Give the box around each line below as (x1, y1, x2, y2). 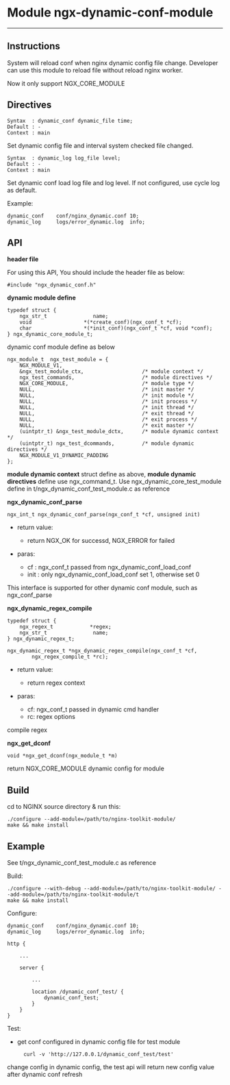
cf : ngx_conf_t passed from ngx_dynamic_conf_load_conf (27, 563, 192, 572)
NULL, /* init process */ (19, 398, 197, 405)
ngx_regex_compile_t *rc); (31, 653, 109, 661)
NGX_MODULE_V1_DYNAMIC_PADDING (19, 452, 109, 459)
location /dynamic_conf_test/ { (31, 988, 125, 995)
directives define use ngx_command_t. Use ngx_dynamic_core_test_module (7, 478, 222, 486)
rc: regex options (27, 713, 75, 721)
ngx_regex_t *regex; (19, 624, 112, 631)
